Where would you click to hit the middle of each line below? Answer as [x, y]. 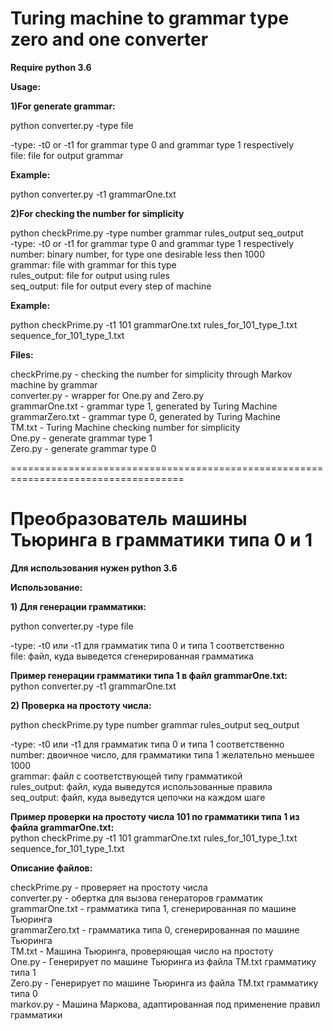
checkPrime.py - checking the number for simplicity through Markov [151, 374]
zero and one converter [109, 39]
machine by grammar [54, 384]
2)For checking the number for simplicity [97, 213]
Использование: [46, 587]
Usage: [26, 86]
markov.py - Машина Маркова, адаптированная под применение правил [165, 1004]
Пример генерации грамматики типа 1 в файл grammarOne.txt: [149, 675]
